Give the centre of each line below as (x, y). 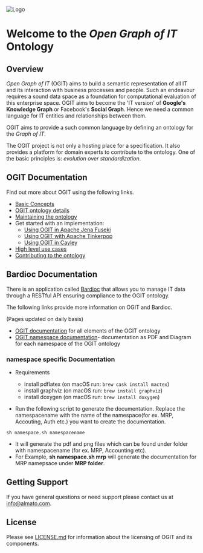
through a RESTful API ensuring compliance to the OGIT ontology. (88, 295)
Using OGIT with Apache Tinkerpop (68, 236)
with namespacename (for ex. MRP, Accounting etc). (81, 450)
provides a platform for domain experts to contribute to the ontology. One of (101, 152)
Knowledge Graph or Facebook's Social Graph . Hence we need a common (100, 109)
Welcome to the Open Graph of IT (92, 34)
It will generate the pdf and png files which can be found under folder (101, 444)
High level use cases (41, 249)
